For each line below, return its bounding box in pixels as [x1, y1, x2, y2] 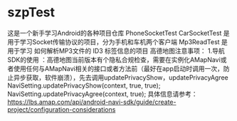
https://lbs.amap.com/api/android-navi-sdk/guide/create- [7, 98, 177, 106]
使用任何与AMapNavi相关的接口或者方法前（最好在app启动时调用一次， [13, 64, 224, 73]
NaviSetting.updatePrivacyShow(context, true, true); [7, 81, 161, 90]
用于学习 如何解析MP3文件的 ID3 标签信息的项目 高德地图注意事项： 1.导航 [7, 46, 226, 55]
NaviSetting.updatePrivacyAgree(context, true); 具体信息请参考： [7, 90, 198, 98]
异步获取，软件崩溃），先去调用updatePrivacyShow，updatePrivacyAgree [13, 73, 229, 82]
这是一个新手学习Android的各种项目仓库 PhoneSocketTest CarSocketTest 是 [7, 28, 230, 37]
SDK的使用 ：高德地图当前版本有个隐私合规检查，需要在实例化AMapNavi [7, 55, 221, 64]
